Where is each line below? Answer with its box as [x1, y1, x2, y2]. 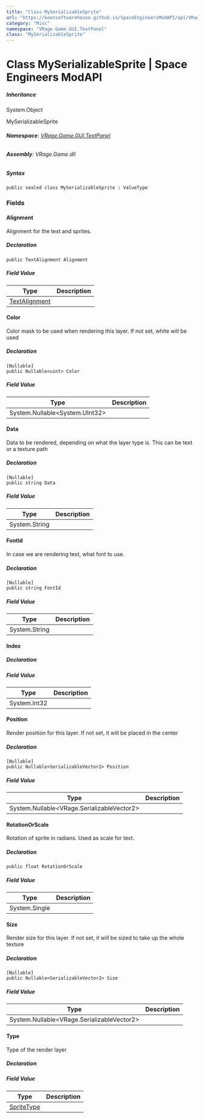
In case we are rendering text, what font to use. [6, 551, 125, 558]
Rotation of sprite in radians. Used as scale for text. [6, 834, 135, 842]
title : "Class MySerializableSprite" [6, 9, 102, 15]
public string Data [6, 480, 56, 486]
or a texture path [6, 445, 49, 452]
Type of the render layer [6, 1046, 67, 1053]
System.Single [9, 904, 50, 913]
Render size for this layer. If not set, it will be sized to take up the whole [6, 934, 185, 942]
